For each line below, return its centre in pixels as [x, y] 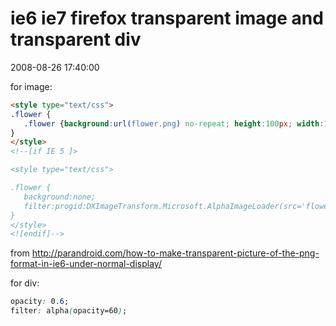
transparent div [76, 39]
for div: [25, 283]
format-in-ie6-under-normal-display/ [86, 264]
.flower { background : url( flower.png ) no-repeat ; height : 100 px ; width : [174, 123]
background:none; [60, 197]
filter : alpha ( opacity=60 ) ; [69, 311]
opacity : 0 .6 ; [40, 302]
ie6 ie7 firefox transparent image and [167, 18]
